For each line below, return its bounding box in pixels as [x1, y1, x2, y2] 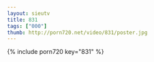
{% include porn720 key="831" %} [7, 48, 104, 56]
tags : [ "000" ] [7, 22, 48, 29]
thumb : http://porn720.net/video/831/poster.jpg [7, 29, 148, 36]
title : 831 [7, 16, 38, 23]
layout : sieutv [7, 10, 50, 17]
